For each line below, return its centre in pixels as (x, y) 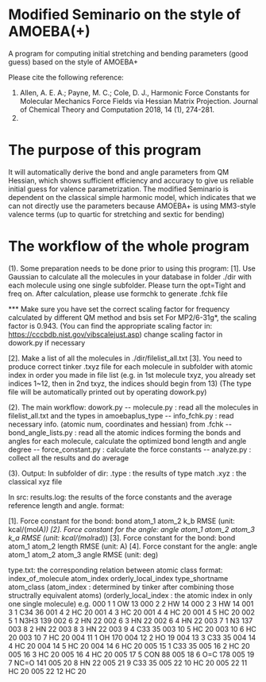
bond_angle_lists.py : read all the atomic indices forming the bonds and (124, 432)
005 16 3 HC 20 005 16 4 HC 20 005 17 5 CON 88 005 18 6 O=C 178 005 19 (131, 654)
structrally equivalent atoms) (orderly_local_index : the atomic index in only (130, 595)
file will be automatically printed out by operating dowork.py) (108, 391)
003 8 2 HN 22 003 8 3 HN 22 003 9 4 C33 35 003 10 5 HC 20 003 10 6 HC (132, 629)
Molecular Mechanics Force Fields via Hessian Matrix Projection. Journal (139, 101)
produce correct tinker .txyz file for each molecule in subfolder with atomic (131, 366)
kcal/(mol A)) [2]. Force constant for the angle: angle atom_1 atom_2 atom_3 (132, 529)
